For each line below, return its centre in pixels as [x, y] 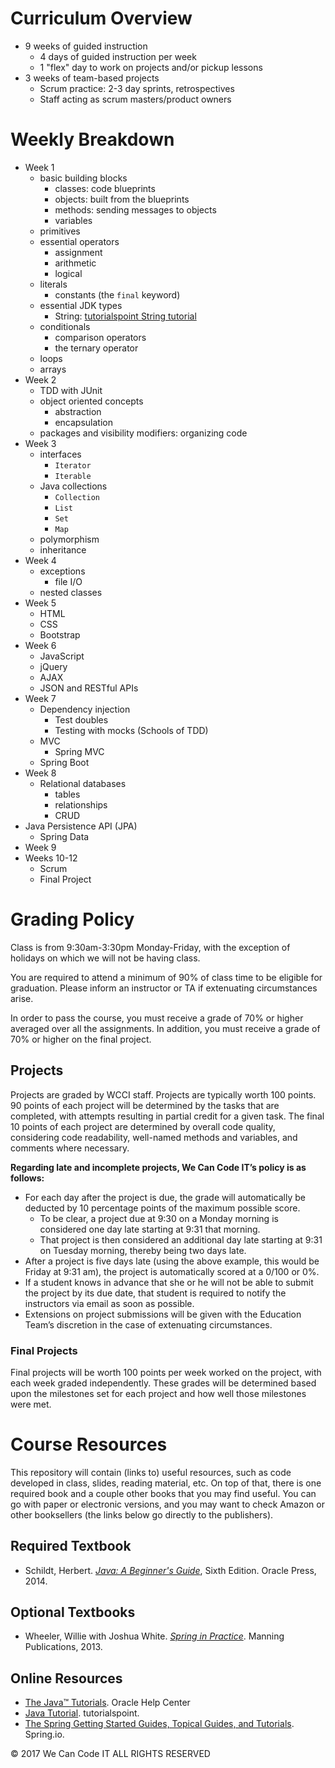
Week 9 [40, 847]
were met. [31, 1404]
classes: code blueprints [105, 188]
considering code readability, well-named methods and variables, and [154, 1137]
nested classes [71, 592]
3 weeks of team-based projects [92, 78]
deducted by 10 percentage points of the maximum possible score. [162, 1208]
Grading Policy [72, 919]
